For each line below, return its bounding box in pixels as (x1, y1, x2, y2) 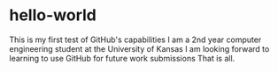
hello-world (9, 5, 97, 25)
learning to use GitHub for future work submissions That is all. (9, 53, 236, 63)
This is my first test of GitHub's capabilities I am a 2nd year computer (9, 34, 262, 45)
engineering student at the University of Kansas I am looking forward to (9, 43, 270, 54)
